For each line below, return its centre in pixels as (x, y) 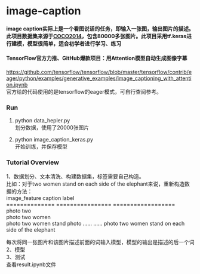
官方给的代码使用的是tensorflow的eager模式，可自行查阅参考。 (84, 91)
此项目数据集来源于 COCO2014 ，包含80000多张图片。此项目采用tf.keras (96, 36)
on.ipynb (17, 84)
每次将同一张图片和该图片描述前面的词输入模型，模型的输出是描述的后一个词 (100, 242)
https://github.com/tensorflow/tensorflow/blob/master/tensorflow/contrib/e (99, 72)
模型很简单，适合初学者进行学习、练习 (74, 44)
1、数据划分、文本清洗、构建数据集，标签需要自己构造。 (75, 176)
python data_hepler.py (42, 121)
